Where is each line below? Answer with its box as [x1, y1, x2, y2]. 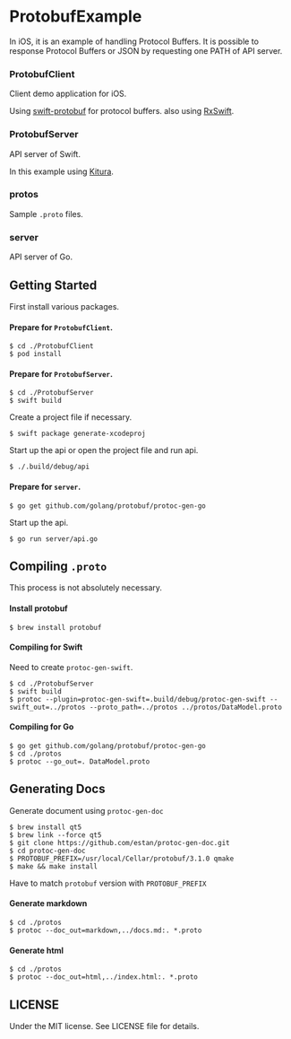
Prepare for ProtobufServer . [9, 368, 114, 379]
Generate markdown [9, 898, 88, 909]
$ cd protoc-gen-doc [9, 846, 87, 855]
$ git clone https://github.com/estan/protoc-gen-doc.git [9, 838, 230, 847]
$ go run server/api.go [9, 534, 98, 544]
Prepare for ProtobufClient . [9, 321, 114, 333]
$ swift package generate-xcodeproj [9, 429, 146, 439]
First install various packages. [9, 301, 119, 311]
